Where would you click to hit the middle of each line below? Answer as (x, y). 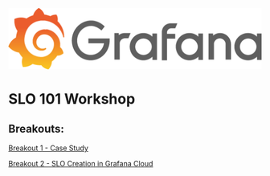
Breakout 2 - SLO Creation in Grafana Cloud (81, 164)
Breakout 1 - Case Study (48, 148)
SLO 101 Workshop (72, 99)
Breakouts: (36, 129)
